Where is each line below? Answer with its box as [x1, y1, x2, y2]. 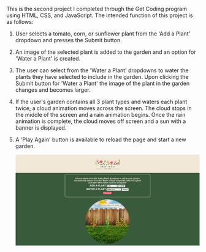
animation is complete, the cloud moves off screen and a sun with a [15, 117, 186, 125]
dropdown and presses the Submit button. [15, 37, 122, 43]
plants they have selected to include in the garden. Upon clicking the [15, 73, 189, 80]
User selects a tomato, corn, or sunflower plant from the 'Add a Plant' [15, 30, 191, 37]
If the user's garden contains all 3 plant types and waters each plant [15, 98, 188, 105]
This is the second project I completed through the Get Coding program [6, 6, 187, 12]
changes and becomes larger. [15, 86, 91, 94]
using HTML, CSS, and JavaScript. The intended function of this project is [6, 12, 193, 19]
